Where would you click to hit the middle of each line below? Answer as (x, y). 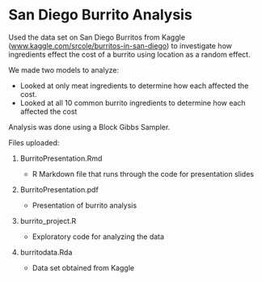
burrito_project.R (48, 220)
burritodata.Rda (46, 252)
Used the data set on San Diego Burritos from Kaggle (97, 37)
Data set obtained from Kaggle (83, 267)
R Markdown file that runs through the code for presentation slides (143, 174)
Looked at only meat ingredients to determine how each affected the (134, 86)
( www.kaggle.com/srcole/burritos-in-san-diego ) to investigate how (120, 45)
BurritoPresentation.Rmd (61, 158)
